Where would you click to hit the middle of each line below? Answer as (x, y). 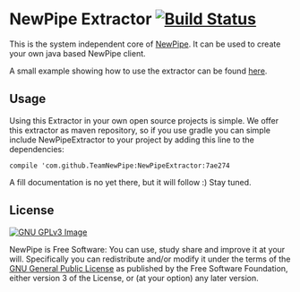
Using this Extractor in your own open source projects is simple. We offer (144, 120)
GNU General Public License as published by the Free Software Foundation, (149, 268)
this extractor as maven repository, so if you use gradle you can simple (140, 130)
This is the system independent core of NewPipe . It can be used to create (145, 44)
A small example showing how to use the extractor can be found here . (138, 71)
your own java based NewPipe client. (77, 53)
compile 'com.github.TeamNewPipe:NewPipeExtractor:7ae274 (120, 166)
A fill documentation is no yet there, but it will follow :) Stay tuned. (131, 182)
